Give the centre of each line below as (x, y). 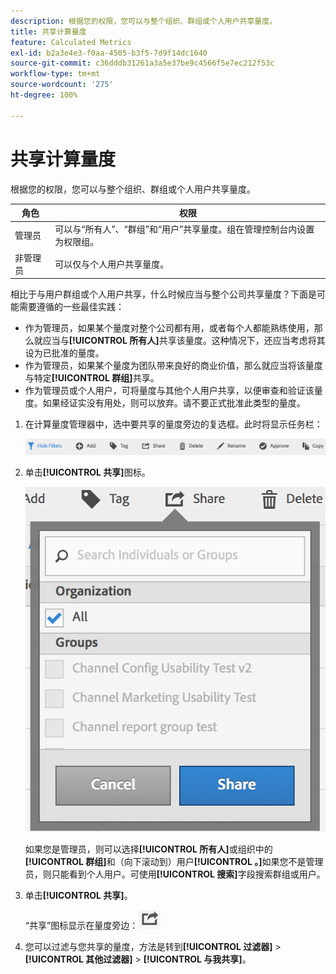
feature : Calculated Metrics (71, 42)
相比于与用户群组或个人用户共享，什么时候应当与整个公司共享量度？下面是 (163, 294)
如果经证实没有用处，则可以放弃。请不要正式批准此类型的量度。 (174, 403)
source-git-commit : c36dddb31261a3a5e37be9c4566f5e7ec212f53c (142, 63)
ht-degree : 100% (44, 95)
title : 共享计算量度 (48, 31)
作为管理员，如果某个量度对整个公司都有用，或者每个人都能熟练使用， (169, 328)
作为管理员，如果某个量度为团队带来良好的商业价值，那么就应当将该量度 (173, 366)
